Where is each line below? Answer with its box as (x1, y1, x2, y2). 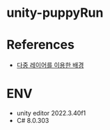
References (6, 37, 74, 53)
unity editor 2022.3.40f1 (16, 109, 86, 117)
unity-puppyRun (6, 5, 104, 21)
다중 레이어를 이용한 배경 (16, 61, 84, 69)
